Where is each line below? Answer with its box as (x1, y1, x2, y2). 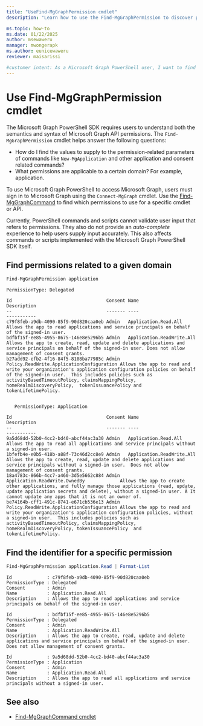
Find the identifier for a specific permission (6, 547, 172, 558)
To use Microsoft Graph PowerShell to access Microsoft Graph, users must (6, 185, 192, 193)
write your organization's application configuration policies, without (6, 510, 193, 516)
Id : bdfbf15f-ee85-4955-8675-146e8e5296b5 (6, 611, 150, 618)
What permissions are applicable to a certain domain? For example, (14, 167, 183, 175)
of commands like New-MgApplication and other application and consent (14, 155, 194, 162)
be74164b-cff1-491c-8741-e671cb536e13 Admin (6, 499, 120, 505)
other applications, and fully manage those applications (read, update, (6, 483, 196, 490)
